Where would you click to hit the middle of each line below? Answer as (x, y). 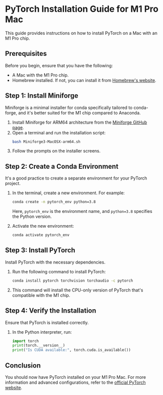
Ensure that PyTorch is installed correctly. (47, 322)
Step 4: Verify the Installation (51, 311)
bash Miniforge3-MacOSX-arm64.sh (46, 142)
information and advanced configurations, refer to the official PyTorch (75, 382)
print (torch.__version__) (38, 345)
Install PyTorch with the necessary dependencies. (55, 262)
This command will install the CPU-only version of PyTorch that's (78, 290)
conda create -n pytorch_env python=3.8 (54, 202)
